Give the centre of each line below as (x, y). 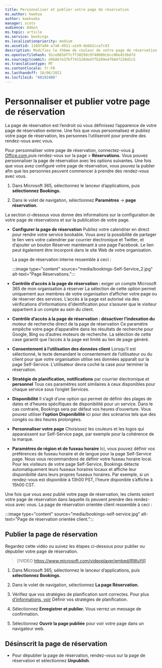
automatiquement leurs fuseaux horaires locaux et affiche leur (74, 469)
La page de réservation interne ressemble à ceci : (62, 259)
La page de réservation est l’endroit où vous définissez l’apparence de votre (81, 125)
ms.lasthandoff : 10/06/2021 (33, 73)
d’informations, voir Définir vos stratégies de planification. (70, 599)
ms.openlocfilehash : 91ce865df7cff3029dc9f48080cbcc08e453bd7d (70, 55)
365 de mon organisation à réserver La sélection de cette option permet (84, 289)
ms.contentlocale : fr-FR (30, 69)
